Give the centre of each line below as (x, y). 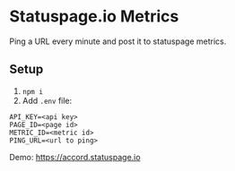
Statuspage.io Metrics (94, 17)
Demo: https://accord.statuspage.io (75, 157)
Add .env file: (47, 100)
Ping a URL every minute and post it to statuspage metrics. (118, 41)
